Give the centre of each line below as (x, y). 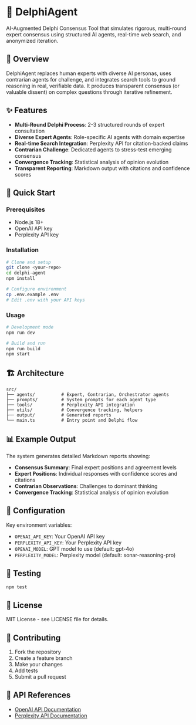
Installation (23, 250)
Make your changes (38, 665)
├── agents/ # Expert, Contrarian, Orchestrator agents (87, 395)
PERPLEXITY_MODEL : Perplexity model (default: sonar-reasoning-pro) (95, 555)
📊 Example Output (41, 439)
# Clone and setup (28, 262)
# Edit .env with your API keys (45, 300)
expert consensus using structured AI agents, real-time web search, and (94, 34)
